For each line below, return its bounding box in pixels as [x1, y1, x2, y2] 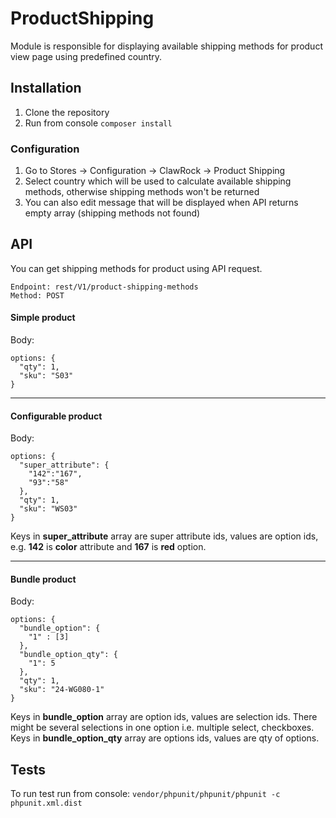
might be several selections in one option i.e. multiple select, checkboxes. [10, 722, 315, 734]
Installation [10, 80, 82, 97]
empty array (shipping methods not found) [24, 207, 201, 219]
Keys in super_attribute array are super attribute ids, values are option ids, [10, 530, 319, 542]
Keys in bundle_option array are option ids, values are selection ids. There [10, 711, 318, 723]
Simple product [10, 312, 76, 324]
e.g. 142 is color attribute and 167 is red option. [10, 541, 207, 553]
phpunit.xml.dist [10, 798, 83, 809]
